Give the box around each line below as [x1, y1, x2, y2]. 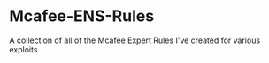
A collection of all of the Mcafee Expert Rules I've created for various [9, 35, 261, 45]
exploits [9, 44, 38, 54]
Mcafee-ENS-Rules [9, 6, 155, 26]
